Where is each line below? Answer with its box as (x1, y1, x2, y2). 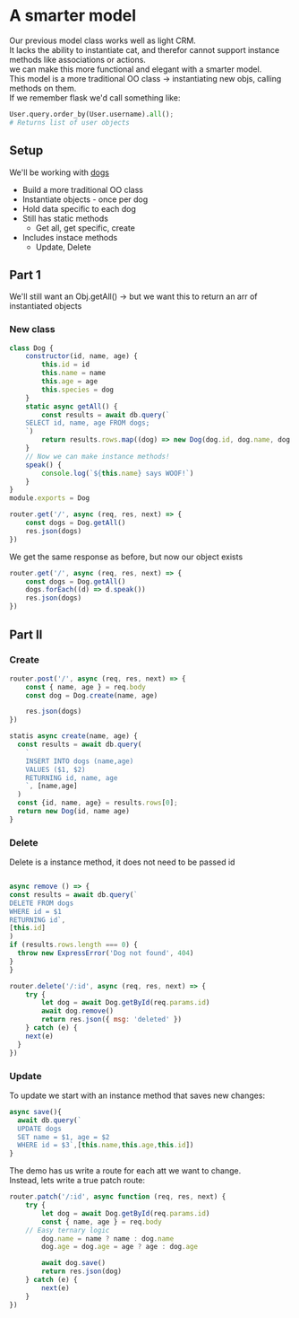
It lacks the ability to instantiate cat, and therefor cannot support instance (9, 44, 280, 55)
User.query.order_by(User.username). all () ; (9, 110, 175, 119)
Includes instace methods (21, 232, 118, 242)
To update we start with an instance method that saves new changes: (9, 1090, 266, 1101)
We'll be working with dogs (9, 167, 110, 178)
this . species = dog (41, 385, 115, 394)
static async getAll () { (25, 401, 118, 411)
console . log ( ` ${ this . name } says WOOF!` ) (41, 469, 194, 478)
